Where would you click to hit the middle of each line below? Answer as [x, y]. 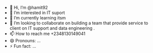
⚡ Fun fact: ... [23, 46]
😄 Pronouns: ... [25, 41]
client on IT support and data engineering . [52, 28]
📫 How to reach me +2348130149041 [47, 34]
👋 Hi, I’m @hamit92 [29, 8]
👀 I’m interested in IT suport [37, 13]
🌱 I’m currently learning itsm [38, 18]
